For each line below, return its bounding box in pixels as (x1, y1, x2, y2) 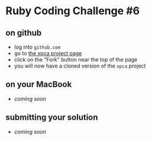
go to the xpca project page (14, 50, 82, 57)
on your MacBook (5, 79, 72, 89)
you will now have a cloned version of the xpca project (14, 62, 146, 69)
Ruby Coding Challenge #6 (5, 4, 140, 18)
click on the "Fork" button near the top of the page (14, 56, 138, 63)
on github (5, 28, 42, 38)
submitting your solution (5, 113, 98, 123)
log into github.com (14, 43, 61, 50)
